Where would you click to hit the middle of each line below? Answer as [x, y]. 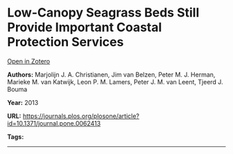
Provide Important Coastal [85, 27]
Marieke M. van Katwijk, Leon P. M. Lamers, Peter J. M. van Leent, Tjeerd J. [115, 81]
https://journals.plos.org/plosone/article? [81, 116]
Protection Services [66, 42]
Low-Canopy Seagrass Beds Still [103, 13]
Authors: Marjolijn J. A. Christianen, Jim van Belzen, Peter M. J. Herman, [111, 75]
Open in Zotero [29, 61]
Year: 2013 [23, 102]
